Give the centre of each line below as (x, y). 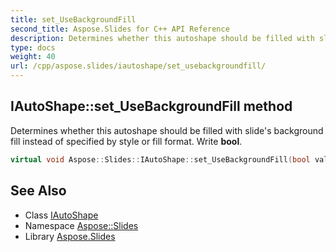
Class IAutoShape (61, 215)
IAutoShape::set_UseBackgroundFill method (151, 106)
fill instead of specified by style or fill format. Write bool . (126, 141)
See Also (38, 191)
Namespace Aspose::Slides (81, 225)
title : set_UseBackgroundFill (73, 19)
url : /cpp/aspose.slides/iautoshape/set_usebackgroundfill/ (138, 66)
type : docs (33, 47)
